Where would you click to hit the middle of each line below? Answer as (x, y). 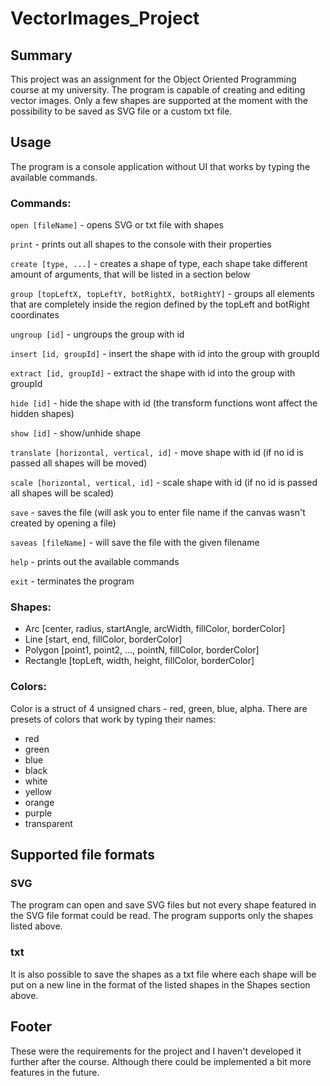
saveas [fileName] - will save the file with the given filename (135, 543)
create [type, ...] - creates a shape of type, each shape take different (159, 264)
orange (39, 802)
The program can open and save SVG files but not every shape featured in (163, 905)
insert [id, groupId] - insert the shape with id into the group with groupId (165, 354)
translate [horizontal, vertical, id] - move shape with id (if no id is (157, 453)
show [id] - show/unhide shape (76, 433)
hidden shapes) (42, 414)
